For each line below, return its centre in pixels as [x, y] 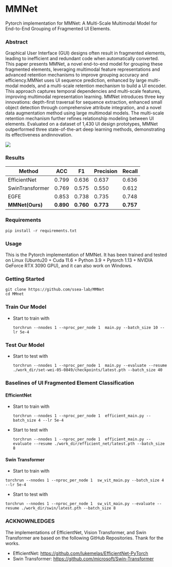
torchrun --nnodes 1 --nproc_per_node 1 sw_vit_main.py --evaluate [80, 504]
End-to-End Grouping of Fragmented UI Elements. [58, 28]
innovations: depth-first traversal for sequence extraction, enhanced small [84, 102]
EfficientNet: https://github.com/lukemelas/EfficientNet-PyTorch [80, 553]
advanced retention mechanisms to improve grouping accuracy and [77, 75]
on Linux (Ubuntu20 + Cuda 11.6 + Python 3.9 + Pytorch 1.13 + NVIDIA [79, 260]
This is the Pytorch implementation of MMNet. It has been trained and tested [86, 255]
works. [13, 543]
